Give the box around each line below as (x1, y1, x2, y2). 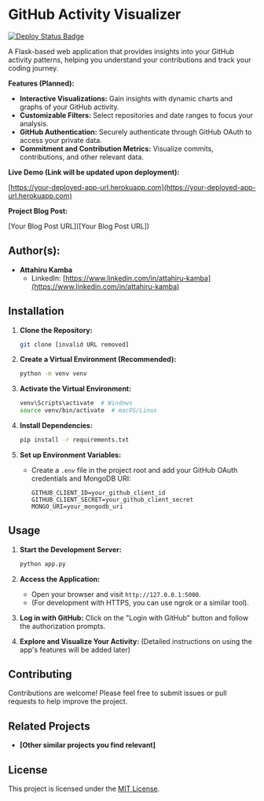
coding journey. (8, 63, 59, 72)
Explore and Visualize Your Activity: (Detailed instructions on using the (19, 636, 253, 646)
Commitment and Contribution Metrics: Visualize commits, (19, 144, 214, 153)
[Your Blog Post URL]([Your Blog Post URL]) (8, 221, 150, 231)
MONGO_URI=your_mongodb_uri (31, 503, 123, 510)
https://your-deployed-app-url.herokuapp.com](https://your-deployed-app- (10, 182, 257, 192)
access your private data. (19, 135, 102, 144)
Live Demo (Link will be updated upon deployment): (8, 167, 180, 177)
